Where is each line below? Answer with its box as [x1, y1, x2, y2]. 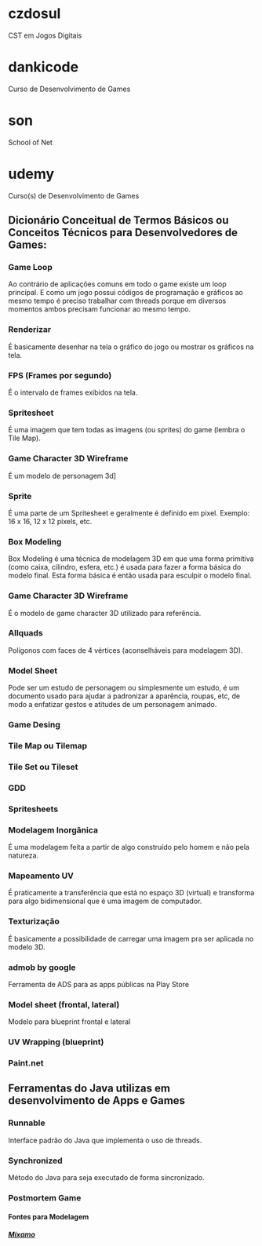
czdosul [8, 5, 61, 23]
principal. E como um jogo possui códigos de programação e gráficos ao [8, 288, 243, 297]
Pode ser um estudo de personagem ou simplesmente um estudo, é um [8, 683, 239, 693]
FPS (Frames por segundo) [8, 370, 112, 381]
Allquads [8, 628, 43, 639]
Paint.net [8, 1058, 44, 1069]
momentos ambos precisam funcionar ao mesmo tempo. [8, 304, 191, 314]
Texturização [8, 916, 60, 927]
